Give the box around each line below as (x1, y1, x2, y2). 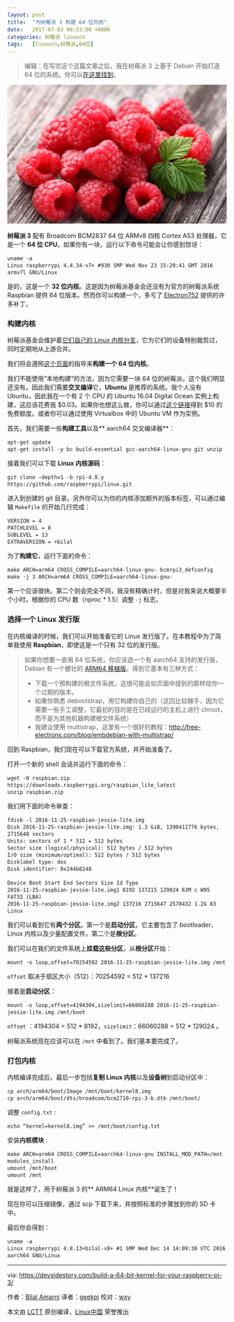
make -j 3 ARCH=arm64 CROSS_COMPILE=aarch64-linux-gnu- (7, 574, 173, 581)
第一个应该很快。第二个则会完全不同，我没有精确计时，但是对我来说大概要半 (7, 587, 227, 595)
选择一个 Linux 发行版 (7, 615, 80, 625)
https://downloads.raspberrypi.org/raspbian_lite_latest (7, 781, 176, 789)
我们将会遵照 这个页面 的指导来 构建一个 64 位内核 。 (7, 360, 153, 368)
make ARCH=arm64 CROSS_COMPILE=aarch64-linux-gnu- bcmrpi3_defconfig (7, 567, 214, 574)
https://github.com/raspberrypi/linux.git (7, 481, 132, 488)
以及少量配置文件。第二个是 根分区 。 (36, 929, 141, 938)
